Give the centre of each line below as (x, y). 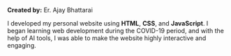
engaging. (22, 45)
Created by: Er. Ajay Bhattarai (50, 10)
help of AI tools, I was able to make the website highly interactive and (107, 38)
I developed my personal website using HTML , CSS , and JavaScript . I (108, 23)
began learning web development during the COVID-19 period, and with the (116, 31)
